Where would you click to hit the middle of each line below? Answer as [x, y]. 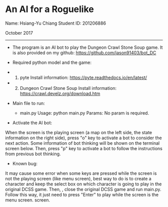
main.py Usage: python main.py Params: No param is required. [84, 113]
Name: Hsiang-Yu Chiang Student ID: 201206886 [56, 23]
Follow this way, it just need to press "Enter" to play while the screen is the [82, 194]
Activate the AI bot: [32, 123]
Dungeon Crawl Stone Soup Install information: [68, 88]
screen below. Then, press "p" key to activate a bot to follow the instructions [84, 148]
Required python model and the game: [52, 62]
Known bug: [25, 163]
